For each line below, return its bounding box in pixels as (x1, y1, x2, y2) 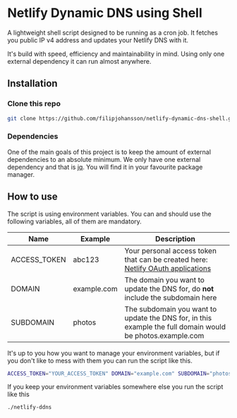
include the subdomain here (124, 292, 217, 302)
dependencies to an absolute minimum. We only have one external (7, 155, 201, 163)
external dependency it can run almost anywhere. (7, 57, 152, 65)
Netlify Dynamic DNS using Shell (7, 5, 202, 21)
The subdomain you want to (124, 304, 217, 314)
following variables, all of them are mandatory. (7, 217, 142, 226)
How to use (7, 191, 58, 203)
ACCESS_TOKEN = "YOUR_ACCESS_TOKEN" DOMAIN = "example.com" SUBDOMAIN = (7, 370, 210, 377)
